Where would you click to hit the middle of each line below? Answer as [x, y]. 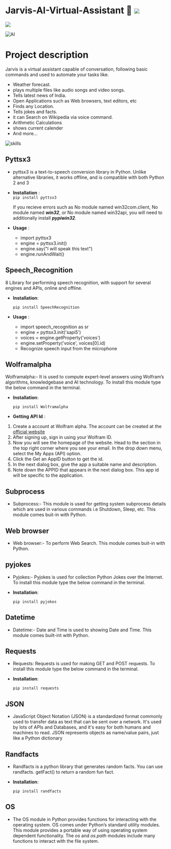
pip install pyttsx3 [35, 197]
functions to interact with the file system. [56, 841]
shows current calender [38, 128]
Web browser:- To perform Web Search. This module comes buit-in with [89, 543]
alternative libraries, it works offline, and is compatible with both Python [88, 177]
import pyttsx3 [36, 238]
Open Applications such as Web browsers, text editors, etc [75, 101]
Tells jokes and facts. [35, 112]
